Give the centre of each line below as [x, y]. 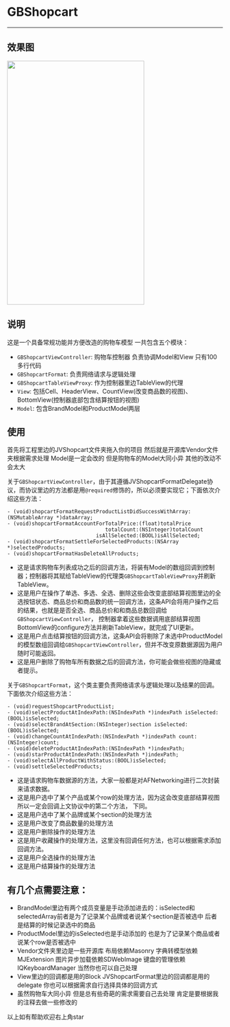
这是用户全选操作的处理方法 [56, 858]
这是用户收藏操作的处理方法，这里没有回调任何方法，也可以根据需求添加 [119, 840]
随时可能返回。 [38, 653]
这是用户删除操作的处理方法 [56, 832]
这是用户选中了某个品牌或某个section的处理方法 [84, 815]
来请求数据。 [35, 789]
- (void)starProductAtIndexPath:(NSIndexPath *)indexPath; [93, 755]
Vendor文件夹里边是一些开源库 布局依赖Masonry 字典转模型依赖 [107, 951]
